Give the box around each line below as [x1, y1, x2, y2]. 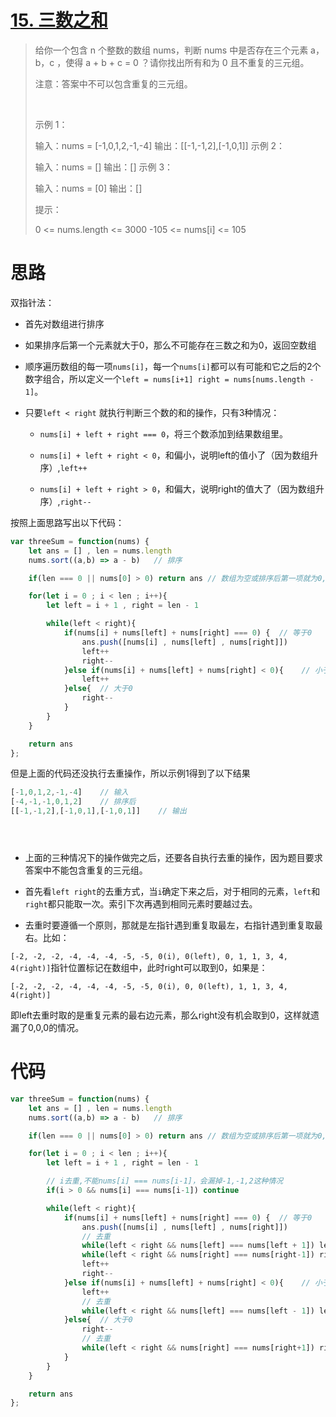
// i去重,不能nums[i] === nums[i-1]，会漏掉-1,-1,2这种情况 [46, 1176, 284, 1186]
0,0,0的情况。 [27, 1022, 85, 1033]
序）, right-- [39, 495, 92, 507]
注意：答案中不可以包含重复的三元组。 [34, 77, 193, 90]
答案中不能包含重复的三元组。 [24, 864, 148, 876]
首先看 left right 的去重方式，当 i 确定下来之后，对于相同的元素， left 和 [24, 886, 321, 897]
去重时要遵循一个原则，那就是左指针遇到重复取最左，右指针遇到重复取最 [24, 919, 323, 931]
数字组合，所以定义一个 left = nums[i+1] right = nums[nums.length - [24, 372, 315, 385]
